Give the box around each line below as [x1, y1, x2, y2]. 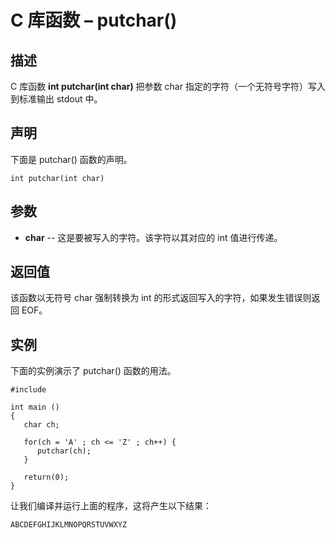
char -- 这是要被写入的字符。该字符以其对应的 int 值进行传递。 [24, 231, 283, 243]
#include [10, 385, 47, 395]
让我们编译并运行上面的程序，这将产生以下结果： [10, 500, 212, 512]
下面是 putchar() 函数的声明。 [10, 153, 133, 165]
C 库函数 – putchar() [10, 9, 178, 32]
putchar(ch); [36, 446, 92, 456]
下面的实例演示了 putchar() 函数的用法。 [10, 365, 177, 377]
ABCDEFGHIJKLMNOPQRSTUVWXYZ [10, 520, 128, 530]
